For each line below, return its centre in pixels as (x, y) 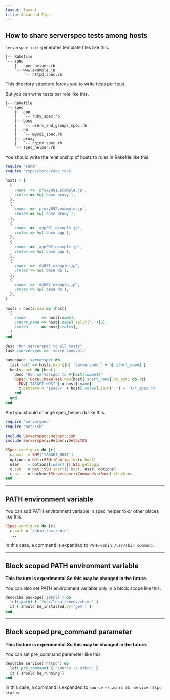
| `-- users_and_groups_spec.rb (51, 126)
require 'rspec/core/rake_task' (39, 171)
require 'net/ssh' (25, 427)
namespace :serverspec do (32, 360)
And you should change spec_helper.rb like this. (55, 412)
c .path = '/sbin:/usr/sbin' (39, 531)
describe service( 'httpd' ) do (37, 663)
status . (13, 693)
